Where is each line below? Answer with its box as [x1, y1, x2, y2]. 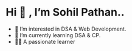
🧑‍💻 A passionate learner [14, 38, 75, 45]
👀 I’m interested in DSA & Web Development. [14, 25, 127, 32]
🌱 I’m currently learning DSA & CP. [14, 31, 101, 38]
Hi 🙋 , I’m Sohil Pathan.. [5, 5, 125, 19]
